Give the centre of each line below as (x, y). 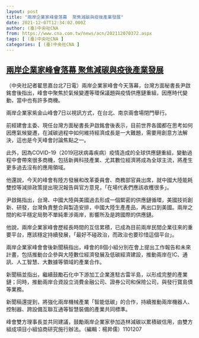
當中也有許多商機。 (40, 100)
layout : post (22, 12)
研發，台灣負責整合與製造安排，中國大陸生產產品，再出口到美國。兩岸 (102, 207)
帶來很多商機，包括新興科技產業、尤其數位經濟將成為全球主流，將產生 (107, 160)
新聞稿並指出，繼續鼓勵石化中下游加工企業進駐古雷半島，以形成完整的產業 (97, 274)
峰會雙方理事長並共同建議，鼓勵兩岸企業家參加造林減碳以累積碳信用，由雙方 (99, 321)
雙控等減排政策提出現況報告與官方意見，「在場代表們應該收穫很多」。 (89, 187)
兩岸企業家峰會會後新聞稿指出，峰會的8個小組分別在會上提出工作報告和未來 (99, 247)
